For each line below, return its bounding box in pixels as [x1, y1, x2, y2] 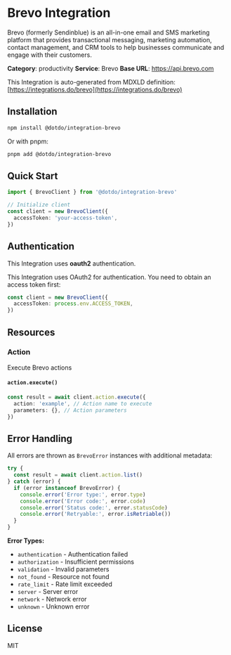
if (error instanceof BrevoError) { [13, 484, 121, 491]
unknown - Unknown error [17, 602, 90, 611]
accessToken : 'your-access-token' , [13, 214, 118, 221]
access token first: [7, 280, 61, 289]
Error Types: [7, 536, 44, 545]
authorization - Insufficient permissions [17, 557, 135, 566]
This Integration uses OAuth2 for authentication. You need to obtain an [7, 273, 212, 281]
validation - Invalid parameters [17, 565, 110, 573]
